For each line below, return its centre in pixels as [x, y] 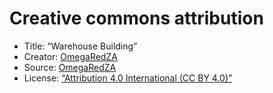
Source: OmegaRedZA [70, 67]
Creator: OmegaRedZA [70, 56]
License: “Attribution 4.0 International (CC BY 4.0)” [128, 78]
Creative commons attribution [136, 18]
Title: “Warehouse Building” [80, 46]
